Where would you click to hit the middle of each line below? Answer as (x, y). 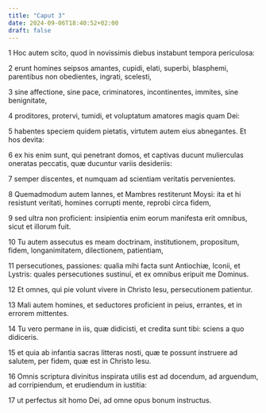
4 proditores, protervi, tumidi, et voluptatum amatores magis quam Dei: (124, 116)
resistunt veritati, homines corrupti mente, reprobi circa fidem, (110, 203)
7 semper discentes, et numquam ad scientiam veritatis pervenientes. (122, 179)
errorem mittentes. (39, 314)
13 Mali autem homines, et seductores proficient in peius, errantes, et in (125, 305)
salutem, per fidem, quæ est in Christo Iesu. (80, 361)
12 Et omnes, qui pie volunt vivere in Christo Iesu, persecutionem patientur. (131, 290)
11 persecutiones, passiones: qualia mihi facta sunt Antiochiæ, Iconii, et (124, 266)
